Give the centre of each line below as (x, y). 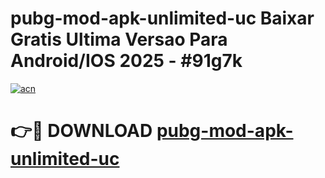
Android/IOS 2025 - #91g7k (126, 61)
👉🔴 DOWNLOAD (81, 131)
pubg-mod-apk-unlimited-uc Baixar (162, 18)
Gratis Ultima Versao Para (119, 39)
